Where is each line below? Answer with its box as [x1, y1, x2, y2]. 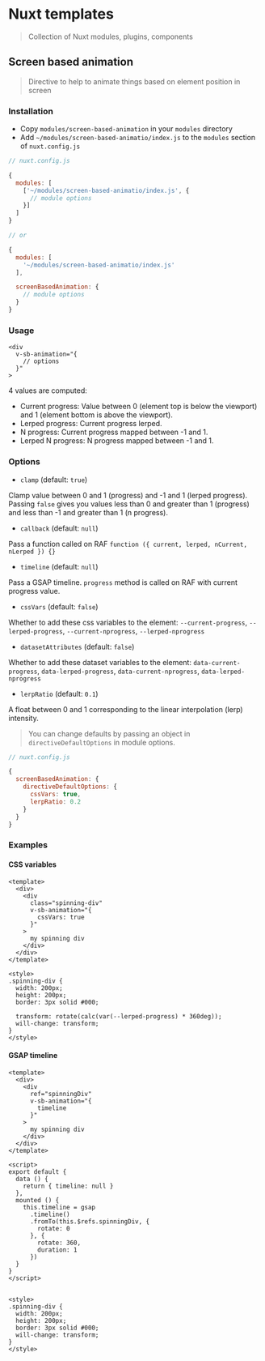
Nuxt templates [8, 5, 115, 23]
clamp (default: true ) [19, 475, 88, 484]
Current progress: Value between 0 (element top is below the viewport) [19, 402, 258, 412]
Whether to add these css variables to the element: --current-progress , [8, 617, 248, 627]
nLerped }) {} [8, 548, 57, 556]
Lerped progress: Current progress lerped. [19, 419, 163, 429]
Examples [8, 839, 48, 851]
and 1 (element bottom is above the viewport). [19, 410, 174, 420]
